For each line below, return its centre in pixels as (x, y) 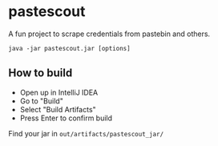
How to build (40, 73)
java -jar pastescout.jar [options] (69, 48)
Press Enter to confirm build (66, 118)
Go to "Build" (42, 101)
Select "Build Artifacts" (58, 109)
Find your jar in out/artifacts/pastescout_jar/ (86, 133)
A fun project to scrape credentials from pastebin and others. (109, 34)
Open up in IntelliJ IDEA (59, 92)
